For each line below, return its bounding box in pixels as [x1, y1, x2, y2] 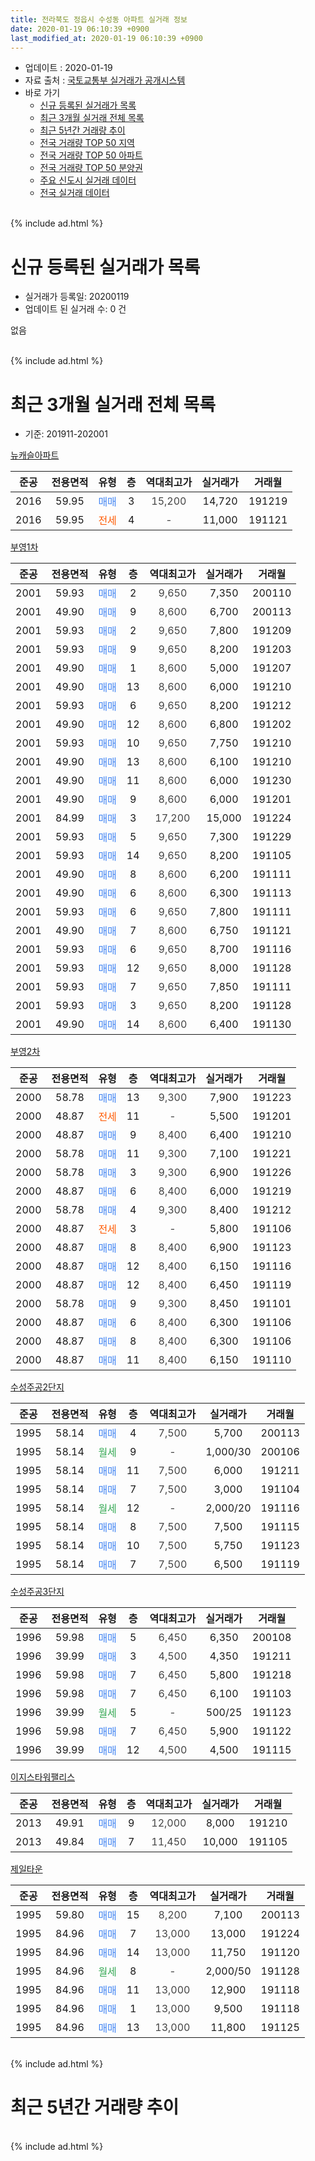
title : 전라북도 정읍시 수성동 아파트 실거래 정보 [10, 14, 188, 25]
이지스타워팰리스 [10, 1771, 76, 1783]
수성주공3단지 [10, 1586, 65, 1598]
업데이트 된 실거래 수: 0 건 [24, 303, 127, 315]
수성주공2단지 [10, 1381, 65, 1393]
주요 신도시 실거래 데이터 [39, 174, 137, 186]
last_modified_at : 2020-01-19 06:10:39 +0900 [10, 33, 203, 43]
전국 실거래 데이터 [39, 187, 110, 199]
